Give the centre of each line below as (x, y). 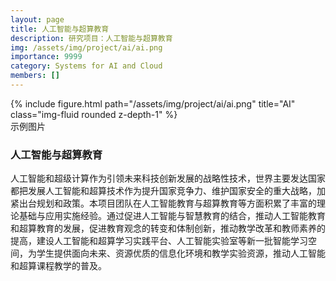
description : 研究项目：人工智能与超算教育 (91, 38)
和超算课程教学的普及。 (58, 266)
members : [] (35, 76)
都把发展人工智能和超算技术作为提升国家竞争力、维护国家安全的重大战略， (163, 191)
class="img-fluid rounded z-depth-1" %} (94, 114)
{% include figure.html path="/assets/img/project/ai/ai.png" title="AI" (153, 103)
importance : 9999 (46, 57)
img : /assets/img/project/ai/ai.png (86, 47)
